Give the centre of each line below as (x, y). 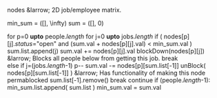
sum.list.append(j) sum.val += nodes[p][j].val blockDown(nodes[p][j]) (106, 51)
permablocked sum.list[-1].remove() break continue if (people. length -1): (109, 80)
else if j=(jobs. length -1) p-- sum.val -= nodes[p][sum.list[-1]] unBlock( (106, 65)
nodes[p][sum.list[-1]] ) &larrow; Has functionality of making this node (106, 73)
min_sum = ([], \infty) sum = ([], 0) (56, 23)
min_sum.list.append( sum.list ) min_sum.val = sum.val (84, 87)
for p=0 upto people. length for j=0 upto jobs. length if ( (85, 36)
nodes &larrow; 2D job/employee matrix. (64, 10)
